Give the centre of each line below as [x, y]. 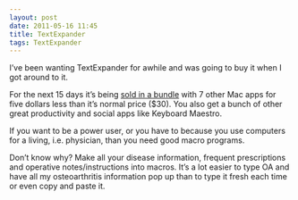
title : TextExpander [48, 34]
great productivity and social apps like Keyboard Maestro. [115, 113]
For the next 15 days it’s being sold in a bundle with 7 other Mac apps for [143, 95]
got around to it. [39, 78]
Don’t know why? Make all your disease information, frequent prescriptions [148, 158]
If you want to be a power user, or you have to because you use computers [148, 131]
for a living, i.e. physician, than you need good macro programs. [127, 140]
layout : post [34, 17]
